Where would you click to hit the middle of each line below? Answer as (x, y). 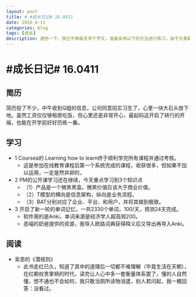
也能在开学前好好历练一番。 (49, 122)
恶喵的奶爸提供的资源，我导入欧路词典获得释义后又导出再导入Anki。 (105, 223)
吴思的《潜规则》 (35, 259)
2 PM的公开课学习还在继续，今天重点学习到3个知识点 (78, 179)
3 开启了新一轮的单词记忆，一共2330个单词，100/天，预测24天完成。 (98, 209)
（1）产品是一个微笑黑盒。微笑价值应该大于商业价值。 (88, 187)
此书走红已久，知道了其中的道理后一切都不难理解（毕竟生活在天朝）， (106, 266)
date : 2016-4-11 (26, 22)
